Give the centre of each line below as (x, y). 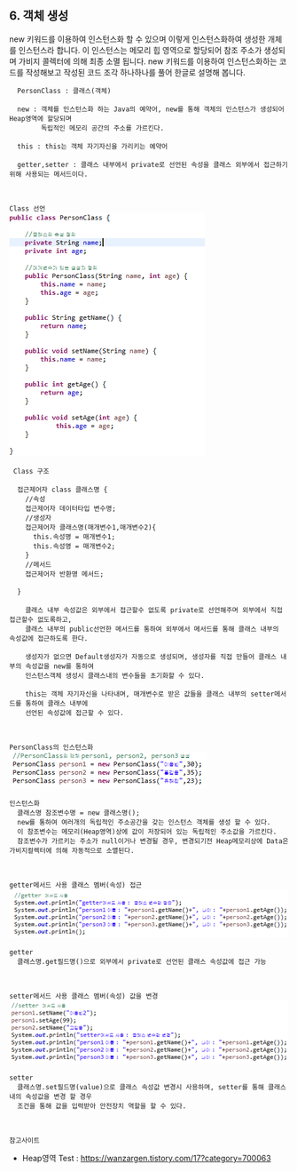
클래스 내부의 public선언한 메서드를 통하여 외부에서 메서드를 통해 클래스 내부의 (152, 629)
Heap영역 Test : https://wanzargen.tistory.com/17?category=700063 (147, 1159)
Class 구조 (31, 471)
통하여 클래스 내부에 (57, 703)
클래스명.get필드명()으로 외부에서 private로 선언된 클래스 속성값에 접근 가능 (142, 962)
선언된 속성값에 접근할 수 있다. (74, 713)
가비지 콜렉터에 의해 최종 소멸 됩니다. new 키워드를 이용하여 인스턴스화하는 (148, 61)
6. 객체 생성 (39, 16)
